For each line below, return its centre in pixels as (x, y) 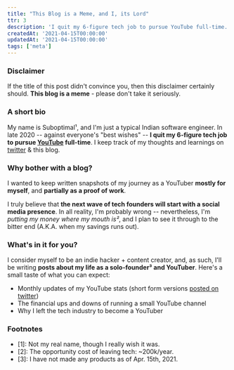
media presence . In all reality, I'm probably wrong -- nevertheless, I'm (109, 211)
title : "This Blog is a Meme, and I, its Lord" (78, 14)
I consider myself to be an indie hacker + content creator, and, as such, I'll (115, 260)
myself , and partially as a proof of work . (67, 190)
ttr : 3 (17, 20)
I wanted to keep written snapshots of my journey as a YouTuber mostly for (117, 183)
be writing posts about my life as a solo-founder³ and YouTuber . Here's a (115, 267)
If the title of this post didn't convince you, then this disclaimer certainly (111, 86)
